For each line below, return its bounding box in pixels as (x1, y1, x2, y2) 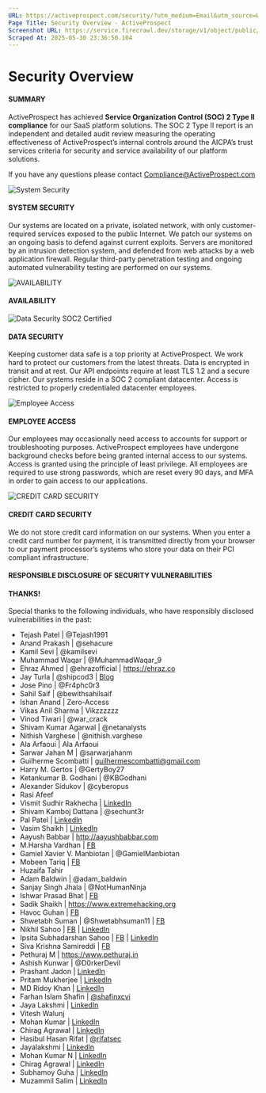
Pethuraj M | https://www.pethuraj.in (19, 950, 139, 959)
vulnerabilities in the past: (8, 615, 93, 624)
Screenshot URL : (8, 26, 62, 34)
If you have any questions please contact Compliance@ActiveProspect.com (8, 169, 256, 179)
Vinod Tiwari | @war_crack (19, 714, 108, 724)
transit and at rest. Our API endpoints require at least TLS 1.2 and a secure (8, 366, 250, 376)
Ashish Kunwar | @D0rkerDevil (19, 958, 121, 968)
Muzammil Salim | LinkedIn (19, 1076, 108, 1086)
